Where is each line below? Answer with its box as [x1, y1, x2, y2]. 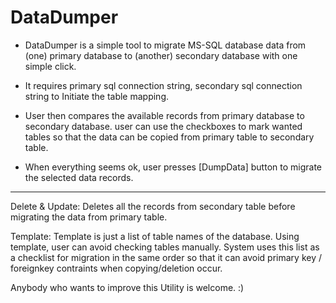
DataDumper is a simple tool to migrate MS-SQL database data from [24, 39, 307, 51]
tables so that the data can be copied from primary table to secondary [24, 131, 315, 143]
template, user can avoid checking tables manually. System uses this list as [10, 241, 320, 253]
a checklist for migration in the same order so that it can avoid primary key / [10, 251, 322, 263]
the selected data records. [24, 171, 134, 183]
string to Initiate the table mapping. [24, 90, 170, 102]
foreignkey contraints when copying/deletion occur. [10, 262, 223, 274]
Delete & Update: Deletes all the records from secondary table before [10, 200, 296, 212]
